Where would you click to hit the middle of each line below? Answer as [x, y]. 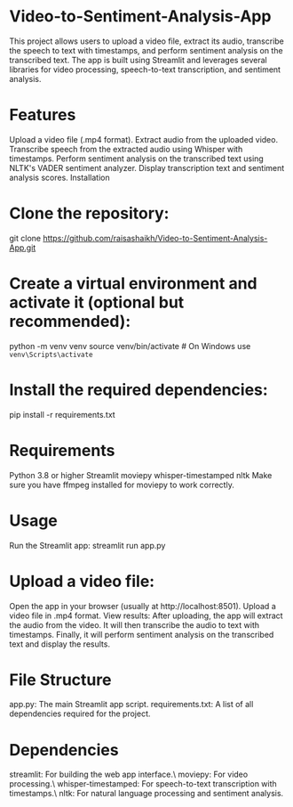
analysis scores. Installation [59, 177]
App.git [23, 248]
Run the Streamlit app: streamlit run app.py [87, 545]
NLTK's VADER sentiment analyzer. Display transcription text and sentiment [147, 167]
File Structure [60, 680]
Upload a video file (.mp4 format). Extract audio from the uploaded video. [143, 139]
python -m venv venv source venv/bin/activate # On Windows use [130, 346]
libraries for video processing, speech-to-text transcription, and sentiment [145, 69]
